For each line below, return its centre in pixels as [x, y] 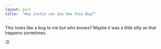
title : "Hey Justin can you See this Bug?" [51, 14]
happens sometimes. [26, 33]
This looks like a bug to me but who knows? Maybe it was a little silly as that [80, 27]
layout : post [18, 9]
